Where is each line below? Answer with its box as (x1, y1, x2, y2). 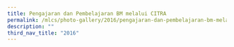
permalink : (7, 17, 39, 23)
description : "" (7, 23, 54, 30)
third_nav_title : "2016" (7, 29, 79, 37)
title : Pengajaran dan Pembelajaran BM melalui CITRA (7, 10, 167, 17)
